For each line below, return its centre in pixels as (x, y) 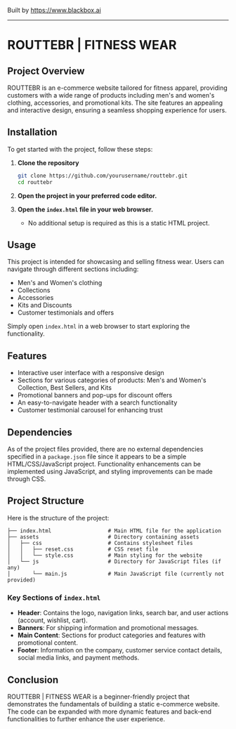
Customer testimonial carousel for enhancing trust (90, 410)
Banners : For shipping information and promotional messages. (108, 628)
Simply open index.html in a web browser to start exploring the (99, 327)
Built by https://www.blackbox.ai (54, 10)
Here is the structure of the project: (58, 518)
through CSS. (27, 479)
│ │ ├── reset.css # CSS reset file (83, 549)
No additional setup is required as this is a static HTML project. (119, 223)
